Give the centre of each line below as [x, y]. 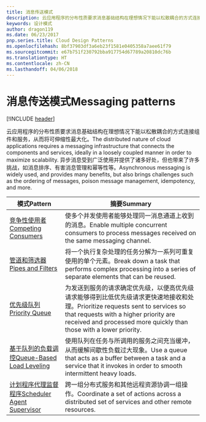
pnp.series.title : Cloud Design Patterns [60, 41]
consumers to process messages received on [131, 233]
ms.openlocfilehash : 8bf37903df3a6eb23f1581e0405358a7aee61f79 [89, 47]
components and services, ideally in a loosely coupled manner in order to [99, 153]
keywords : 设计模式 [29, 23]
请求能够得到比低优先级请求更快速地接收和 [127, 297]
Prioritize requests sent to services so [132, 307]
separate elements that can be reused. [120, 277]
